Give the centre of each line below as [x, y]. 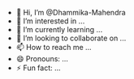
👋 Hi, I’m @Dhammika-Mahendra [71, 12]
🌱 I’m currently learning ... [59, 29]
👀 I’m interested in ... [50, 21]
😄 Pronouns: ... [42, 59]
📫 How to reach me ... [54, 47]
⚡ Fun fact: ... [38, 68]
